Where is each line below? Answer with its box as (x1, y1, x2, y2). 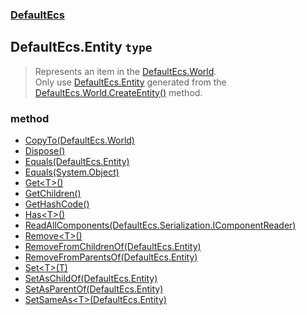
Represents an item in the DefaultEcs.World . (34, 65, 217, 77)
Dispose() (24, 145, 66, 157)
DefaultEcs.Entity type (10, 39, 153, 56)
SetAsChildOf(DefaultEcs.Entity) (24, 273, 158, 285)
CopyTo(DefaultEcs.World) (24, 134, 135, 147)
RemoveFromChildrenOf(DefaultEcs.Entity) (24, 241, 202, 253)
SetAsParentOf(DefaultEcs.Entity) (24, 283, 164, 295)
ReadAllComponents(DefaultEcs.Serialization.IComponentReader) (24, 219, 297, 232)
